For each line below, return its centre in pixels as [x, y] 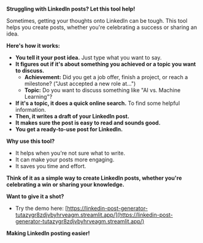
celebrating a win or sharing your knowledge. [65, 184]
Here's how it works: [33, 46]
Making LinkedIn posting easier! [48, 233]
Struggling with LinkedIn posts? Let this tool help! [71, 9]
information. [30, 110]
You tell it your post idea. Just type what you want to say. [88, 57]
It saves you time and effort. [51, 166]
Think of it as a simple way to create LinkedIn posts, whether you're [94, 178]
